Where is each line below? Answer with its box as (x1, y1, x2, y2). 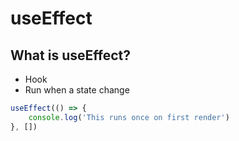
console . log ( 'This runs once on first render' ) (28, 112, 230, 122)
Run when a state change (24, 84, 130, 96)
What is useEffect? (10, 47, 131, 64)
